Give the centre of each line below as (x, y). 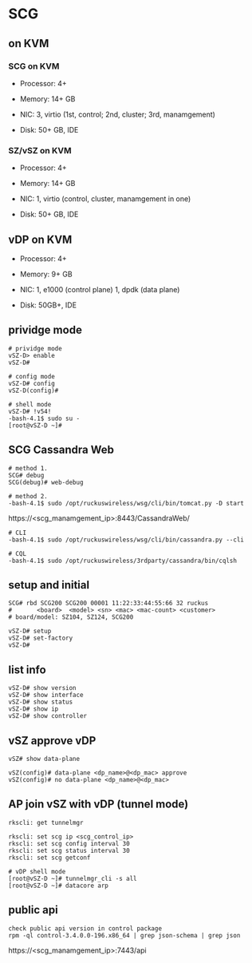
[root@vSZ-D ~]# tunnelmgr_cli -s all (73, 878)
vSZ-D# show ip (33, 709)
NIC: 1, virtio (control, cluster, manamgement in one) (105, 199)
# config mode (32, 376)
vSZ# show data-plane (44, 759)
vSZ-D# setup (30, 632)
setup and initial (49, 585)
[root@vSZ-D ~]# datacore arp (59, 886)
